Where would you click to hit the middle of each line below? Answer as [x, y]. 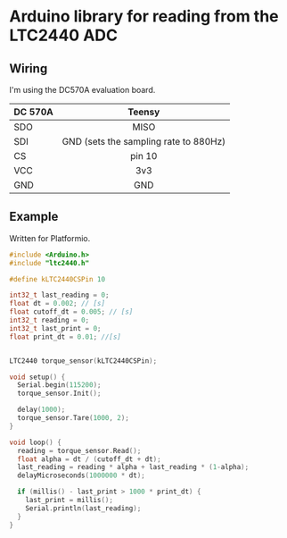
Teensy [144, 112]
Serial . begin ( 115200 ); [59, 385]
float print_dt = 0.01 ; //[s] [66, 337]
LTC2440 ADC [64, 35]
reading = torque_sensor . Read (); [79, 450]
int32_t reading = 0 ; [49, 320]
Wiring [29, 68]
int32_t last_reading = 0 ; [59, 295]
